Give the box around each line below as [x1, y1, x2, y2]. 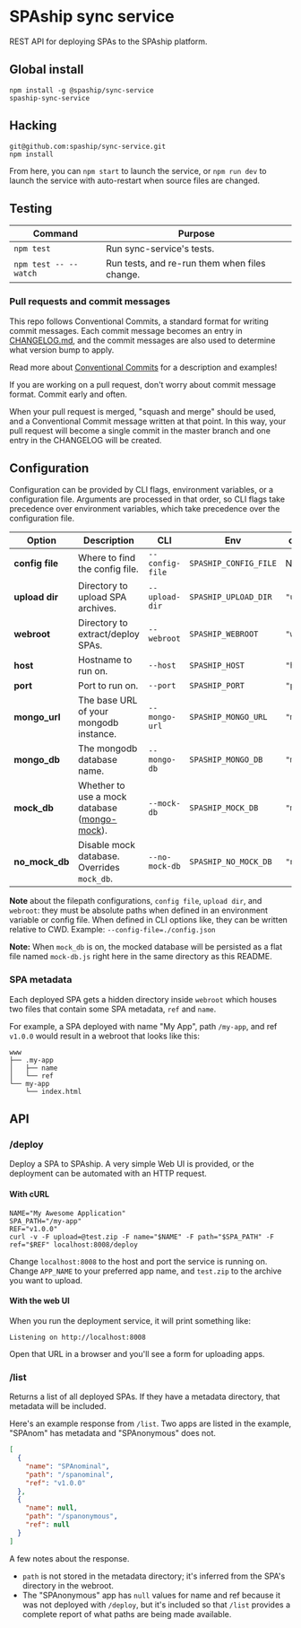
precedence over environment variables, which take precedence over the [9, 503, 280, 514]
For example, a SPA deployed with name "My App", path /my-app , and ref [9, 1020, 278, 1031]
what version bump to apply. [9, 344, 115, 355]
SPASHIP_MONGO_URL [189, 712, 268, 722]
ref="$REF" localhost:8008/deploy [9, 1240, 139, 1249]
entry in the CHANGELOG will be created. [9, 434, 162, 445]
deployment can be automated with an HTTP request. [9, 1168, 208, 1179]
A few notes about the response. [9, 1553, 130, 1563]
